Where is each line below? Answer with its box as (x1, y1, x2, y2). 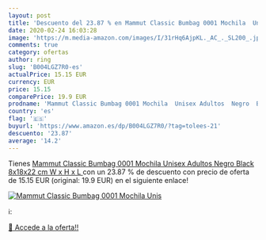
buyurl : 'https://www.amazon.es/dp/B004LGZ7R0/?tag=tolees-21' (8, 122, 222, 130)
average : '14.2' (8, 136, 62, 145)
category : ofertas (8, 48, 69, 56)
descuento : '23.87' (8, 129, 73, 137)
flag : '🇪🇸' (8, 115, 47, 123)
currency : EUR (8, 78, 55, 86)
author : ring (8, 56, 51, 64)
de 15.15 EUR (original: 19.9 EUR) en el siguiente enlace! (8, 175, 188, 185)
